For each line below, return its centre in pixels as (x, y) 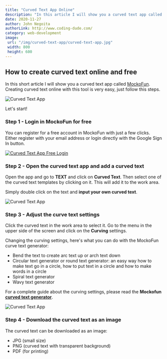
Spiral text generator (33, 277)
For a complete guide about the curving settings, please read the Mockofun (83, 292)
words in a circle (29, 271)
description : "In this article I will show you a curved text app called (84, 15)
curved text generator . (29, 297)
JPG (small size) (29, 340)
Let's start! (16, 109)
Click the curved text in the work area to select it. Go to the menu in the (78, 225)
